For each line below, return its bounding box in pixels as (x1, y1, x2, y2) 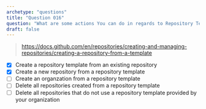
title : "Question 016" (6, 15, 64, 21)
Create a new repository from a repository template (15, 68, 145, 75)
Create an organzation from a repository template (15, 75, 141, 83)
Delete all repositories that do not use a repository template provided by (15, 89, 197, 96)
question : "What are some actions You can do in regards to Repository (6, 20, 193, 26)
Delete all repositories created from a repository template (15, 82, 161, 89)
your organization (15, 96, 60, 103)
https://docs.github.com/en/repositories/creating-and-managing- (21, 43, 187, 50)
